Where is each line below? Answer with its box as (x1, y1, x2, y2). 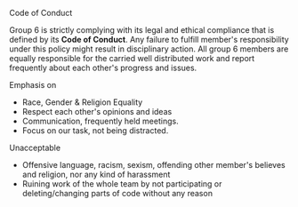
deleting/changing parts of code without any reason (21, 188, 213, 198)
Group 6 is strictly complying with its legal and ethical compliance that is (9, 25, 275, 35)
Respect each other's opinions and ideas (21, 107, 173, 116)
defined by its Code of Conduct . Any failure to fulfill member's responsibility (9, 35, 289, 44)
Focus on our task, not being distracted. (21, 125, 169, 136)
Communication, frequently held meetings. (21, 115, 180, 126)
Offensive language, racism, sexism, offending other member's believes (21, 160, 286, 170)
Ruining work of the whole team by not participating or (21, 179, 222, 189)
